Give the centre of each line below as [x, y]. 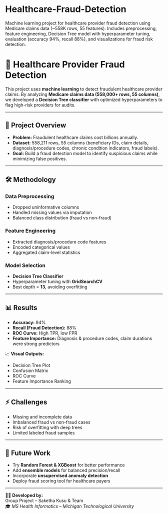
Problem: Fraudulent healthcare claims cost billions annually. [75, 137]
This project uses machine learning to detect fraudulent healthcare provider [84, 89]
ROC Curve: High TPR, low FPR [45, 333]
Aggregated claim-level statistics [46, 252]
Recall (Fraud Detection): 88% [44, 327]
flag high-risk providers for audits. [40, 105]
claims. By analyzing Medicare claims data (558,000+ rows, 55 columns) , [82, 94]
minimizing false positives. [40, 158]
